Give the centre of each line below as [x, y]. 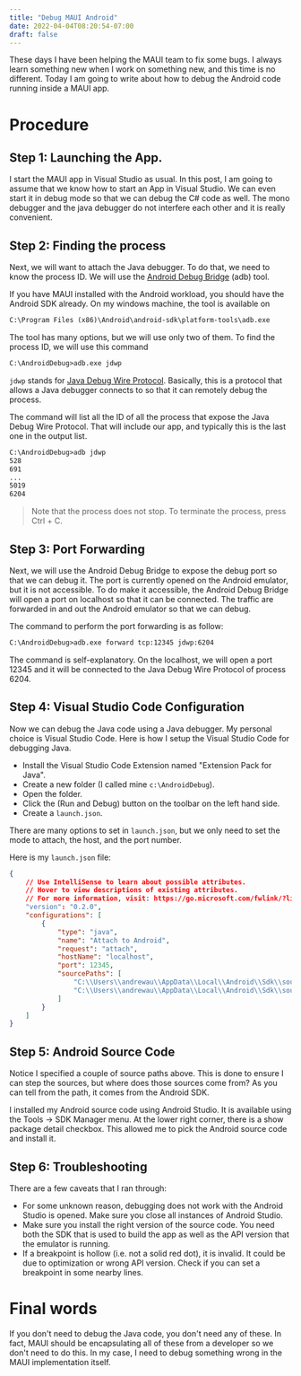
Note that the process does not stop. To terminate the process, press [159, 512]
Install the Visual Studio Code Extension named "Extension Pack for [147, 765]
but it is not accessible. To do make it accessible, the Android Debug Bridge [149, 590]
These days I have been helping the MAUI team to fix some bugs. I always [146, 60]
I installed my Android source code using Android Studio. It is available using [150, 1110]
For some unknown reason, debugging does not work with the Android [153, 1205]
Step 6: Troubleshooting [78, 1166]
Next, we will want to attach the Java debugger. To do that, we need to [140, 267]
